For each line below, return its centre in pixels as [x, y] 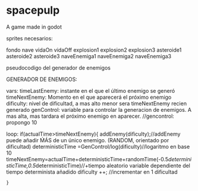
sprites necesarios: [30, 38]
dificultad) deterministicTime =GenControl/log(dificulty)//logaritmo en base [98, 146]
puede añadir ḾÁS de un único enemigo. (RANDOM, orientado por [88, 140]
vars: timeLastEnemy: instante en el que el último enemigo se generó [91, 90]
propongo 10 [22, 122]
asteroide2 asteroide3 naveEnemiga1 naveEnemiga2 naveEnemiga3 [89, 56]
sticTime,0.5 [21, 165]
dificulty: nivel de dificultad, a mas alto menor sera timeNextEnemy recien [97, 103]
